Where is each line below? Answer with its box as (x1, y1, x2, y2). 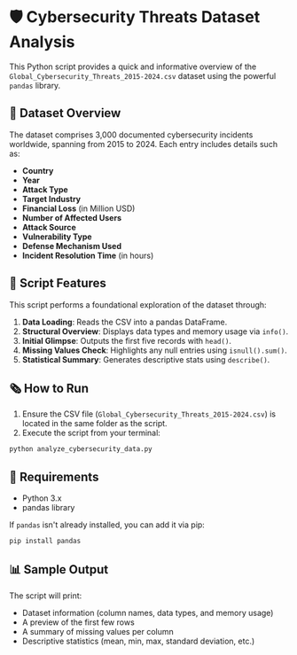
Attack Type (21, 183, 68, 195)
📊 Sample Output (9, 562, 109, 577)
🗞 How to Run (9, 380, 90, 395)
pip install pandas (9, 537, 82, 546)
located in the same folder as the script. (21, 418, 168, 429)
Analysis (9, 32, 75, 52)
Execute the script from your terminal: (21, 427, 161, 439)
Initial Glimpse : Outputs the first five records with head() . (21, 335, 232, 346)
